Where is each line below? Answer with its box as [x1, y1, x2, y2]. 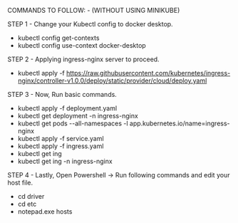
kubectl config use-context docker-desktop [17, 41, 146, 49]
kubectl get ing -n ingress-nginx [17, 157, 113, 165]
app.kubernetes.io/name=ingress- [129, 119, 230, 128]
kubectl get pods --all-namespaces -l [17, 119, 128, 128]
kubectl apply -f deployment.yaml [17, 104, 118, 113]
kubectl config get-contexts [17, 33, 100, 42]
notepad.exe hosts [17, 207, 73, 216]
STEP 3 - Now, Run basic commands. [7, 90, 118, 98]
